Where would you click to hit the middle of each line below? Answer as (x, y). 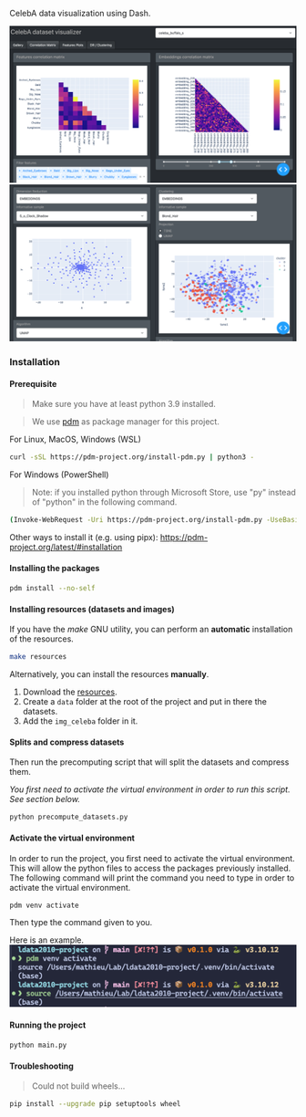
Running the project (48, 1025)
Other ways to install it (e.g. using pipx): (84, 538)
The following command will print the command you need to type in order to (152, 877)
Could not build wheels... (78, 1086)
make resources (38, 657)
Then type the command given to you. (81, 923)
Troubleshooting (42, 1066)
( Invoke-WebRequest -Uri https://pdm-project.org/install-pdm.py (136, 520)
